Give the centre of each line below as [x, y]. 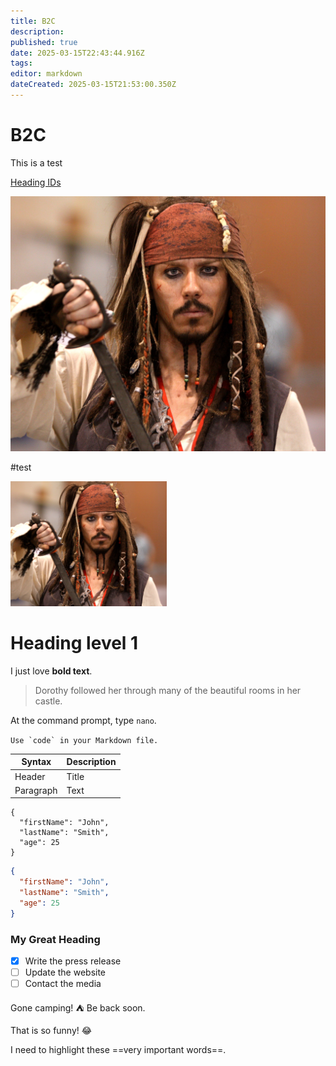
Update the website [65, 972]
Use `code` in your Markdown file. [84, 740]
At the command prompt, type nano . [83, 720]
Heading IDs [36, 182]
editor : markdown [46, 74]
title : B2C [33, 21]
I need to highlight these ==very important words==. [118, 1050]
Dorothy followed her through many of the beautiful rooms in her [168, 690]
